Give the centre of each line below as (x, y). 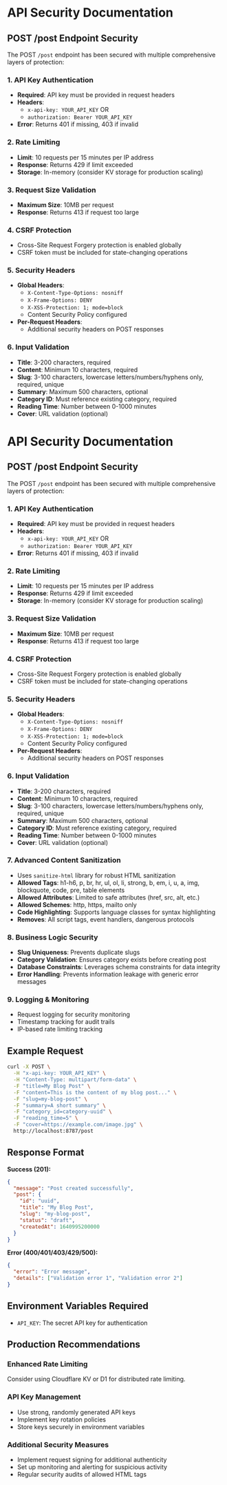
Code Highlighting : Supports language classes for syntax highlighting (116, 912)
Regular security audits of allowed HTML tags (82, 1475)
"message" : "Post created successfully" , (74, 1188)
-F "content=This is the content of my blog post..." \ (95, 1092)
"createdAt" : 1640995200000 (60, 1227)
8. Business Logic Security (53, 937)
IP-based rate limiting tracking (60, 1029)
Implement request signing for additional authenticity (92, 1460)
